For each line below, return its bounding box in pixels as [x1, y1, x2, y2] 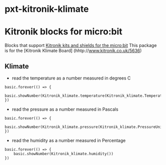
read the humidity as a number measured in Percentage [11, 137, 126, 143]
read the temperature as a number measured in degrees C [11, 75, 131, 81]
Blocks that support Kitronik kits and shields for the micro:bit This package [4, 42, 157, 48]
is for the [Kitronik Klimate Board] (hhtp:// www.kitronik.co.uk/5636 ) [4, 48, 142, 54]
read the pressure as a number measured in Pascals [11, 106, 118, 112]
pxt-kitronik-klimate [4, 3, 89, 15]
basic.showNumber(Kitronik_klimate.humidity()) [13, 151, 113, 156]
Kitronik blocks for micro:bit [4, 26, 122, 38]
